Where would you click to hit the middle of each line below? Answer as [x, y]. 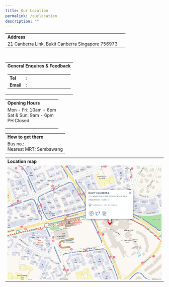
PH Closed [18, 120]
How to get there [25, 137]
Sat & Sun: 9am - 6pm [30, 115]
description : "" [22, 21]
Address [17, 37]
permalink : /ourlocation [31, 16]
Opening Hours [24, 103]
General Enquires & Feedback [39, 66]
